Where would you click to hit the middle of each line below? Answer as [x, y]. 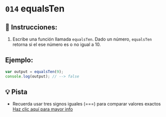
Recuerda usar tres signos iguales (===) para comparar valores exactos [86, 104]
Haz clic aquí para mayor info [43, 109]
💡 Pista [16, 92]
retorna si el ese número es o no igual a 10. [56, 44]
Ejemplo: [19, 60]
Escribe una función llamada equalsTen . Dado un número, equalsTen [82, 39]
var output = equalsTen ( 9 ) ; [34, 71]
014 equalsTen [35, 9]
